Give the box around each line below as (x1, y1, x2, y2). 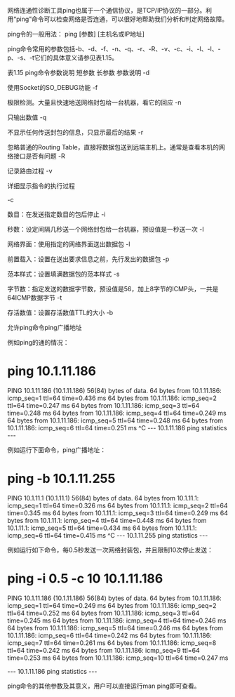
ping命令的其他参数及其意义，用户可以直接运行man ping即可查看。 (7, 682, 201, 690)
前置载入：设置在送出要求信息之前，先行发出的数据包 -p (7, 255, 170, 263)
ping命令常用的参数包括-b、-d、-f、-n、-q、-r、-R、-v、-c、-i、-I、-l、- (7, 45, 221, 53)
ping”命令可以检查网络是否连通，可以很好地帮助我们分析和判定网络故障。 (16, 15, 229, 23)
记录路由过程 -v (7, 167, 53, 175)
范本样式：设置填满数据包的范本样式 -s (7, 270, 120, 278)
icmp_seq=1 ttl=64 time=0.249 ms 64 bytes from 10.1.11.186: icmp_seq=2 (7, 601, 217, 609)
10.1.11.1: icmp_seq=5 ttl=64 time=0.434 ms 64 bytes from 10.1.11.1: (7, 524, 197, 532)
